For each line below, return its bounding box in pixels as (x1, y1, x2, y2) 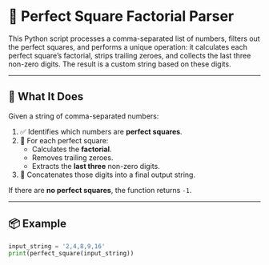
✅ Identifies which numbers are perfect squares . (19, 126, 183, 136)
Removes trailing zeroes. (31, 152, 114, 163)
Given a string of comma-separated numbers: (8, 111, 159, 121)
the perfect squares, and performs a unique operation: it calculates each (8, 42, 248, 51)
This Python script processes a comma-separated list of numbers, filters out (8, 34, 260, 43)
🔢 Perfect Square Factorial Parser (8, 7, 235, 26)
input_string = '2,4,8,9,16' (8, 242, 106, 251)
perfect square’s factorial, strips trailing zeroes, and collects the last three (8, 50, 251, 60)
